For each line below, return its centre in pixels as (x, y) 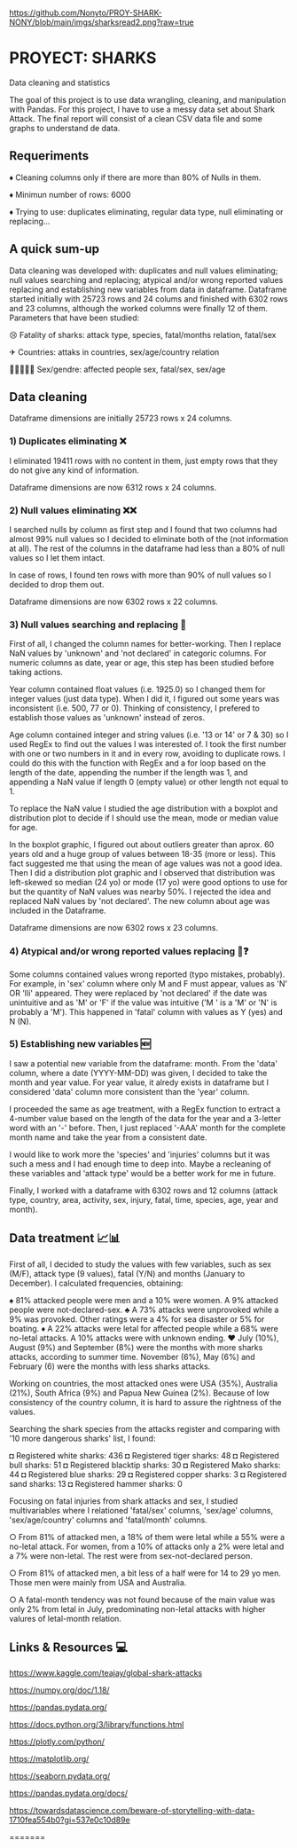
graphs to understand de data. (65, 128)
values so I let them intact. (57, 557)
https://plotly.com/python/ (57, 1742)
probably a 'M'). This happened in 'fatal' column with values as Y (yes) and (146, 1011)
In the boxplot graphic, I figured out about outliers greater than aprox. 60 (142, 845)
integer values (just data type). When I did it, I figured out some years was (145, 699)
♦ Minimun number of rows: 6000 (70, 194)
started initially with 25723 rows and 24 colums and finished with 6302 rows (148, 299)
